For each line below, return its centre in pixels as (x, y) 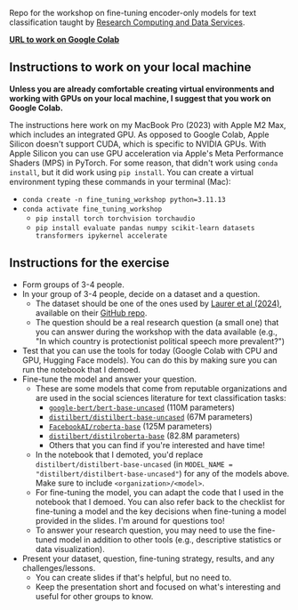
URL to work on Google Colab (64, 40)
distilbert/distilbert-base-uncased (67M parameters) (151, 416)
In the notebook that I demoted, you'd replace (119, 454)
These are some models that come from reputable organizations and (161, 388)
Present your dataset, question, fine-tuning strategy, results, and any (148, 558)
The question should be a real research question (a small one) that (157, 322)
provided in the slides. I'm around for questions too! (130, 520)
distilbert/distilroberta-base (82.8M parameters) (144, 436)
